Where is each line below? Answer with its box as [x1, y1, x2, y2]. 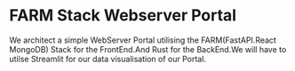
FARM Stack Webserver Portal [9, 5, 237, 26]
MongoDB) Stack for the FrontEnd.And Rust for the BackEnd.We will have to [9, 43, 287, 54]
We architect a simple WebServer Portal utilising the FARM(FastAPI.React [9, 35, 277, 45]
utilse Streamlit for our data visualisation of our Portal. [9, 53, 207, 64]
